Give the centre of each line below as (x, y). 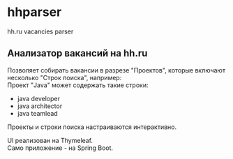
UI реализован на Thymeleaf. (50, 140)
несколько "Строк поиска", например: (65, 77)
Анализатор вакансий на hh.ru (77, 53)
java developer (39, 98)
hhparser (35, 12)
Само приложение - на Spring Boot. (60, 148)
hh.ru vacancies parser (40, 31)
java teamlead (37, 113)
